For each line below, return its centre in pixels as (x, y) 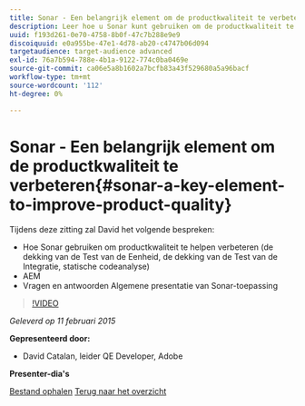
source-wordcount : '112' (56, 85)
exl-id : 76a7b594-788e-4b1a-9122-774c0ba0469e (99, 60)
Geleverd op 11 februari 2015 (63, 321)
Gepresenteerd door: (50, 339)
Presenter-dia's (39, 374)
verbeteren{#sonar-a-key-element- (148, 185)
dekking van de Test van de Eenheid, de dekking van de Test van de (150, 257)
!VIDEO (45, 303)
